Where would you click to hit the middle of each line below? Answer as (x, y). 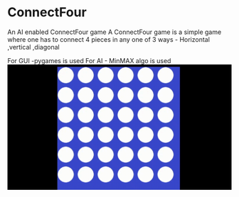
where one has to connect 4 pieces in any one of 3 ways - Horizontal (108, 39)
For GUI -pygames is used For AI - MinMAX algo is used (89, 60)
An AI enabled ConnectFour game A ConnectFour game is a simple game (115, 32)
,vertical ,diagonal (33, 47)
